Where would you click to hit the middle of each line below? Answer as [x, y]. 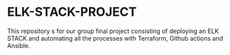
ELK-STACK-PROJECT [72, 12]
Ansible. [19, 45]
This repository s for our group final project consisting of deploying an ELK [113, 31]
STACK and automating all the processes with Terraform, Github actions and [115, 38]
